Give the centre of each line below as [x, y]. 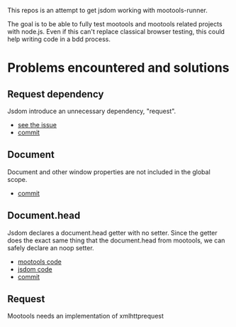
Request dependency [56, 94]
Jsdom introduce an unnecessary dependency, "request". [92, 111]
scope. [17, 179]
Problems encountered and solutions [118, 68]
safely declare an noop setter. [51, 247]
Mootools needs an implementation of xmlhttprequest [86, 316]
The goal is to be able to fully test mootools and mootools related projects [115, 24]
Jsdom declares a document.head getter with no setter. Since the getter [112, 232]
